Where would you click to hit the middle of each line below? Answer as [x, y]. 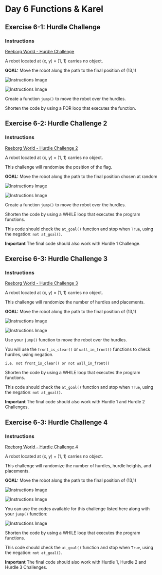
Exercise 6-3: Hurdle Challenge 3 [56, 259]
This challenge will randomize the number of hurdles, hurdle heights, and [78, 466]
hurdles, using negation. [29, 355]
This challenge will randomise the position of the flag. [59, 167]
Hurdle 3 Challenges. [26, 567]
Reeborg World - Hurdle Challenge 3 [42, 283]
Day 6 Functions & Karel [54, 9]
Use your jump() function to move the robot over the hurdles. [66, 340]
